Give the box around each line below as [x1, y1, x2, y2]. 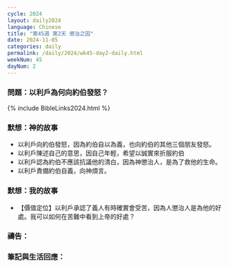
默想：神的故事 [7, 123, 58, 133]
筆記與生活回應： [7, 252, 66, 262]
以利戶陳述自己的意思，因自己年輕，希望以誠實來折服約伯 [17, 149, 185, 157]
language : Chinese [7, 23, 61, 30]
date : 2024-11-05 [7, 37, 58, 44]
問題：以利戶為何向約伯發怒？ [7, 87, 109, 97]
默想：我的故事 [7, 186, 58, 196]
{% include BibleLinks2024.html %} [7, 104, 111, 112]
